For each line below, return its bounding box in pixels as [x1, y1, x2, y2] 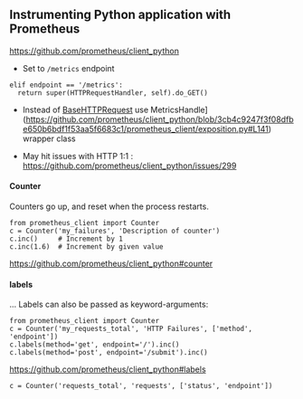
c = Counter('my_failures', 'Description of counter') [9, 226, 221, 236]
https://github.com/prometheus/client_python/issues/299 [22, 160, 237, 171]
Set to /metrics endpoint [22, 62, 115, 73]
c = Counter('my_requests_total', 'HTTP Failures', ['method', [9, 325, 253, 334]
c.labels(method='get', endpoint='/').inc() [9, 340, 180, 349]
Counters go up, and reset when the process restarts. [9, 201, 210, 212]
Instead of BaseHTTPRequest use [22, 104, 149, 115]
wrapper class [22, 133, 76, 144]
